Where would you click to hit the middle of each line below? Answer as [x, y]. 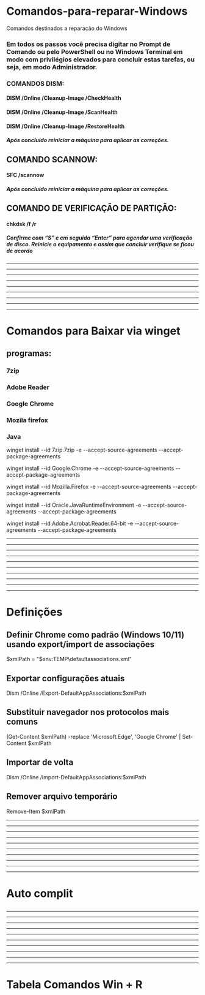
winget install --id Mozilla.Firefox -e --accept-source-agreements [89, 487]
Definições [34, 612]
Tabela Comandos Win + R [74, 985]
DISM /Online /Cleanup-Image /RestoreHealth [66, 126]
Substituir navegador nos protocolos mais [88, 712]
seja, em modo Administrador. [52, 67]
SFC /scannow [25, 175]
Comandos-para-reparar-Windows [97, 11]
